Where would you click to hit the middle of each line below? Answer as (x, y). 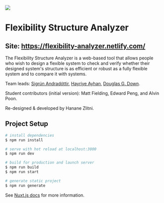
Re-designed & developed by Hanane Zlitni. (50, 108)
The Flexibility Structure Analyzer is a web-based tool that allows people (79, 58)
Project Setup (27, 124)
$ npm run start (22, 172)
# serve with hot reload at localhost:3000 (51, 149)
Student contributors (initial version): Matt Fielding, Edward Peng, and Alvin (82, 93)
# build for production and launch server (50, 163)
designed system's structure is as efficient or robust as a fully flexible (76, 69)
